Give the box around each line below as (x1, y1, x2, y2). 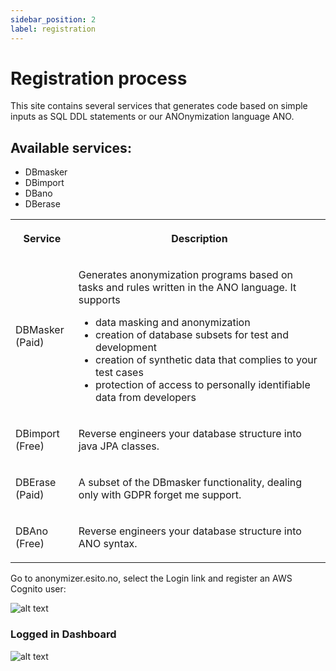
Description (171, 232, 228, 246)
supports (78, 293, 121, 307)
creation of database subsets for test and (94, 328, 289, 342)
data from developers (94, 391, 197, 405)
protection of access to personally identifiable (94, 378, 311, 392)
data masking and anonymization (94, 316, 251, 330)
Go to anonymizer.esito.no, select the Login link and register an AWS (10, 572, 293, 585)
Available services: (10, 139, 132, 156)
